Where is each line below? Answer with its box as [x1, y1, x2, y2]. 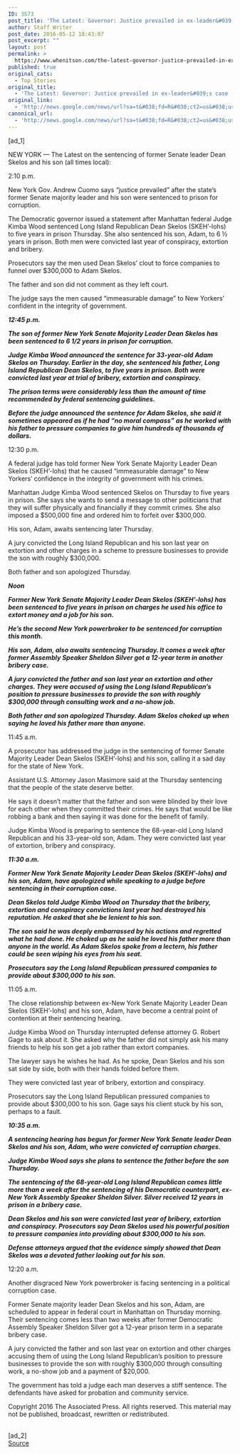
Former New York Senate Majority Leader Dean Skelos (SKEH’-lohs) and [8, 868, 227, 877]
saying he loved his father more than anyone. [8, 718, 146, 727]
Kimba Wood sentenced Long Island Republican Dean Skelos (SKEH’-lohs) [8, 222, 226, 231]
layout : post [8, 44, 47, 51]
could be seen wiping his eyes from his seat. [8, 949, 142, 958]
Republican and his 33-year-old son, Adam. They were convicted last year [8, 833, 226, 842]
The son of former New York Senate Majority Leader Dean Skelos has [8, 329, 219, 338]
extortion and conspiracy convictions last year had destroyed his [8, 905, 206, 914]
